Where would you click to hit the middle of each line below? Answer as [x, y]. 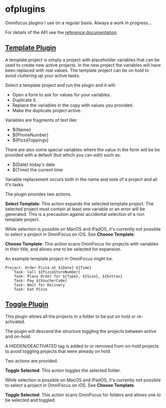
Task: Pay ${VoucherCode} [41, 281]
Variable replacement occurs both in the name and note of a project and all [81, 179]
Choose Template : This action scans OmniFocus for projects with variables [82, 244]
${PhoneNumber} [30, 135]
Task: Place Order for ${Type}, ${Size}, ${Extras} [68, 276]
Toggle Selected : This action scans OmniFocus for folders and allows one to [83, 395]
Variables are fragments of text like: [41, 120]
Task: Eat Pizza [31, 289]
